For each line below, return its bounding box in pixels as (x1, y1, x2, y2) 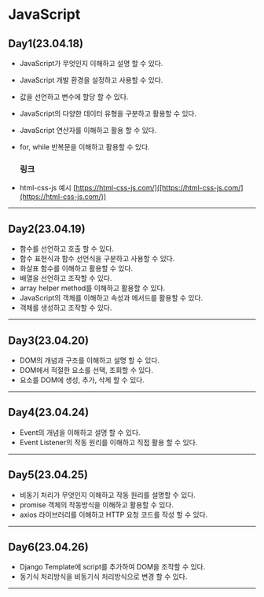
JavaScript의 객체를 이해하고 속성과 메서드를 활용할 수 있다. (19, 293, 203, 303)
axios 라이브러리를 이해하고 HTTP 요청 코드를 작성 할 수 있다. (19, 510, 208, 519)
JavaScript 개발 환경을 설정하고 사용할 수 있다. (19, 76, 163, 84)
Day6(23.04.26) (8, 540, 89, 554)
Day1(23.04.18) (8, 37, 84, 50)
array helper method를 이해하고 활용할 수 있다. (19, 283, 166, 293)
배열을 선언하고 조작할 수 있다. (19, 274, 112, 283)
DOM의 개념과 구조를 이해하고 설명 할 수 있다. (19, 356, 159, 365)
